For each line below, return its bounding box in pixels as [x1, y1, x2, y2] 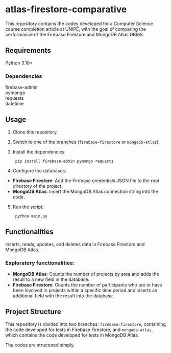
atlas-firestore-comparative [5, 4, 127, 15]
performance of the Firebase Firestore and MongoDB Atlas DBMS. [5, 31, 144, 37]
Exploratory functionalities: [5, 259, 75, 267]
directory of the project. [12, 183, 63, 189]
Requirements [5, 46, 51, 55]
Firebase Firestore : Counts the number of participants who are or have [12, 281, 162, 288]
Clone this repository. [12, 129, 58, 135]
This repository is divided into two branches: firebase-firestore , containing [5, 321, 166, 327]
